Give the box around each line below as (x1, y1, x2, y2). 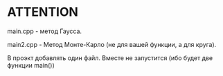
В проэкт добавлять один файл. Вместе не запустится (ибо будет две (7, 53, 213, 62)
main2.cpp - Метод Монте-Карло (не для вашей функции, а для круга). (7, 40, 217, 48)
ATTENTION (7, 4, 78, 20)
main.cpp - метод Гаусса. (7, 27, 82, 35)
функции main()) (7, 61, 55, 69)
